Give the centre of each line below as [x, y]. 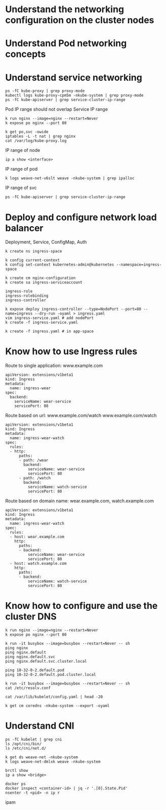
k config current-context [32, 260]
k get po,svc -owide [27, 132]
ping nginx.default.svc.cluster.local [46, 662]
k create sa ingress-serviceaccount [44, 283]
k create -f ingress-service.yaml [42, 323]
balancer [25, 228]
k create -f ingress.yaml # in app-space [50, 331]
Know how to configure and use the [81, 606]
